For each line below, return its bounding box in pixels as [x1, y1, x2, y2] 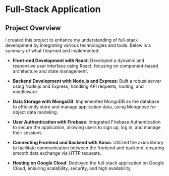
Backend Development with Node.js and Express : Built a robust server [12, 78, 161, 84]
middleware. [12, 89, 39, 94]
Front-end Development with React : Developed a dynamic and [12, 57, 145, 64]
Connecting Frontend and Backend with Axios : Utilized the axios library [12, 140, 164, 145]
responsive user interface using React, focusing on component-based [12, 63, 158, 69]
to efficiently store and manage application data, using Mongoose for [12, 104, 156, 109]
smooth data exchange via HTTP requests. [12, 150, 102, 156]
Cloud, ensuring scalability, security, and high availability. [12, 165, 132, 171]
